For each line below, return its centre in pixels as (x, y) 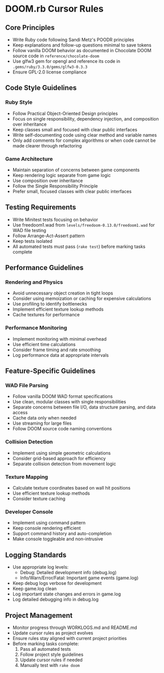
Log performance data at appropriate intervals (61, 355)
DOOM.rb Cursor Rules (54, 9)
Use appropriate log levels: (41, 567)
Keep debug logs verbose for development (57, 583)
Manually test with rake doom (50, 665)
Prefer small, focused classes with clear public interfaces (72, 191)
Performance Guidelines (44, 268)
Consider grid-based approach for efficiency (59, 458)
